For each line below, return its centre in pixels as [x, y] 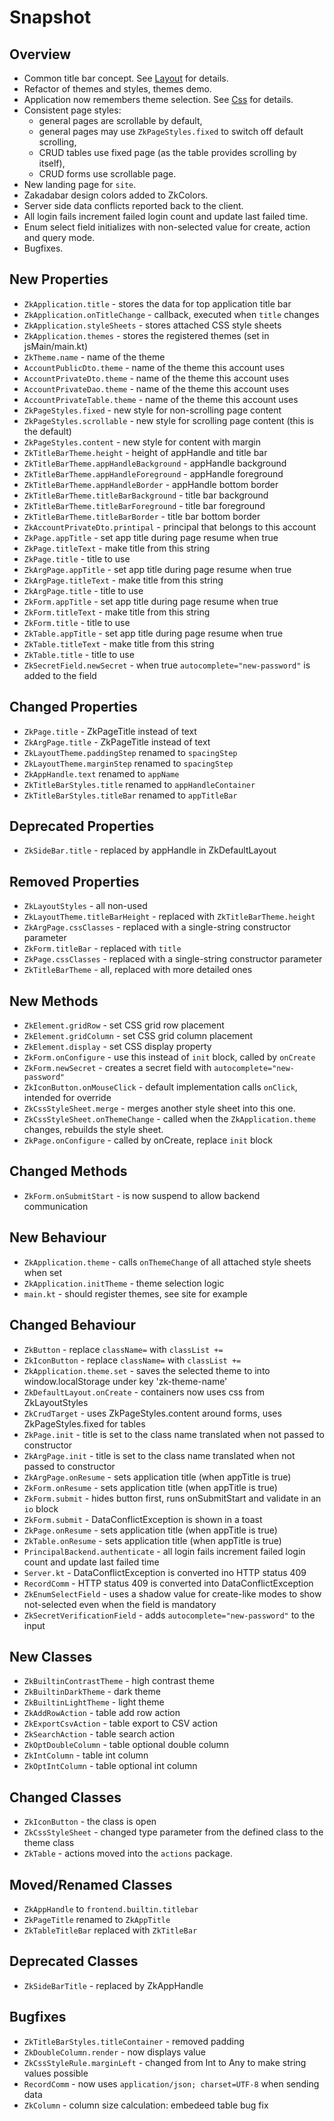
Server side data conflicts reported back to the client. [133, 205]
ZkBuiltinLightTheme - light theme [94, 1702]
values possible [56, 2073]
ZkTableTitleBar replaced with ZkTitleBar [110, 1930]
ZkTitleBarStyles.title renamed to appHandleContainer [139, 784]
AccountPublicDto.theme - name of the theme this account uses [154, 367]
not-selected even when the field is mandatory [120, 1604]
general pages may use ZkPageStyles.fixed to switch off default [171, 131]
